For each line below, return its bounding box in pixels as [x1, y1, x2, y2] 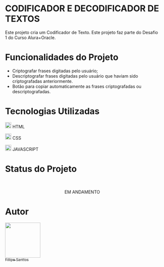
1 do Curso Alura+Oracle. [5, 35, 56, 41]
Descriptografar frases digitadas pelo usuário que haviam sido [12, 73, 139, 79]
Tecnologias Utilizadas [5, 106, 100, 117]
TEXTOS [5, 13, 40, 24]
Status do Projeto [5, 164, 77, 174]
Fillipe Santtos [5, 257, 29, 262]
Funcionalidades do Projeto [5, 52, 118, 63]
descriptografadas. [12, 88, 51, 94]
